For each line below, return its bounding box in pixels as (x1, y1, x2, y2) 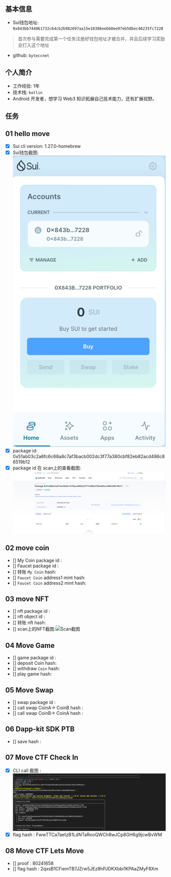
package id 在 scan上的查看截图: (12, 465, 81, 471)
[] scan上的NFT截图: (12, 626, 56, 632)
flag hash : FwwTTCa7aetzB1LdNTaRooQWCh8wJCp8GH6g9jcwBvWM (12, 831, 162, 838)
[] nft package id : (12, 608, 50, 614)
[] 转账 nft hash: (12, 619, 46, 626)
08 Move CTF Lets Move (5, 846, 84, 856)
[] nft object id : (12, 614, 45, 620)
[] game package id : (12, 655, 56, 661)
